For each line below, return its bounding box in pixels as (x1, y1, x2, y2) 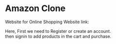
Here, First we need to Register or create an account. (5, 28, 111, 34)
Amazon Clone (5, 3, 66, 14)
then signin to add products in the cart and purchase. (5, 33, 112, 39)
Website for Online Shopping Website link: (5, 19, 89, 25)
